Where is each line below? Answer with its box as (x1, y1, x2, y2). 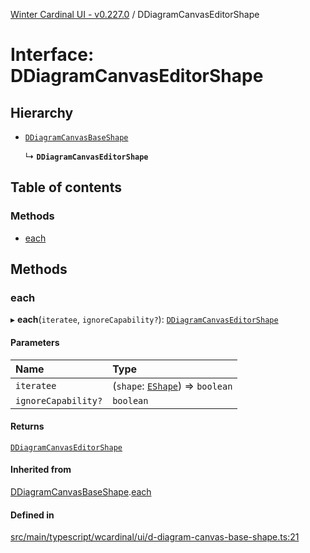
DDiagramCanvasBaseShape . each (10, 485, 152, 498)
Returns (10, 420, 45, 433)
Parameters (10, 336, 60, 348)
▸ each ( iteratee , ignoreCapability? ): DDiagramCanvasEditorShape (10, 314, 279, 326)
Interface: (10, 44, 95, 66)
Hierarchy (10, 104, 74, 121)
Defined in (10, 509, 55, 521)
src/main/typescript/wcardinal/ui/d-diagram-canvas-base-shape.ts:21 (10, 531, 300, 543)
